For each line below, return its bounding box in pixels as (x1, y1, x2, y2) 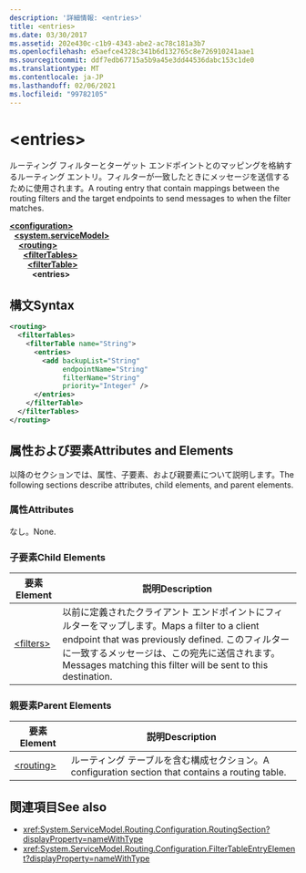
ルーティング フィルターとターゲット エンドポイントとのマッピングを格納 (9, 160, 285, 171)
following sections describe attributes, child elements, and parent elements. (9, 479, 294, 490)
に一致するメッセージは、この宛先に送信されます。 (62, 647, 280, 660)
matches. (9, 202, 45, 214)
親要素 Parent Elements (9, 699, 112, 712)
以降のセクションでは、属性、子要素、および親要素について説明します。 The (9, 468, 294, 479)
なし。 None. (9, 526, 56, 537)
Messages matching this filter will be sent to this (62, 659, 269, 672)
